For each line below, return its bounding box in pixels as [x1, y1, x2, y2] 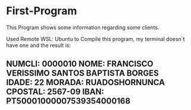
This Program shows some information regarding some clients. [6, 24, 160, 31]
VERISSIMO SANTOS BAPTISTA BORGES [6, 68, 159, 78]
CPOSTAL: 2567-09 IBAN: [6, 87, 104, 97]
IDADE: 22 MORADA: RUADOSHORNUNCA [6, 77, 165, 87]
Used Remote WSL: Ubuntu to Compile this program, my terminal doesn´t [6, 35, 185, 42]
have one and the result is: [6, 42, 71, 49]
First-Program [6, 4, 77, 18]
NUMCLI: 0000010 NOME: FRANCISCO [6, 59, 154, 69]
